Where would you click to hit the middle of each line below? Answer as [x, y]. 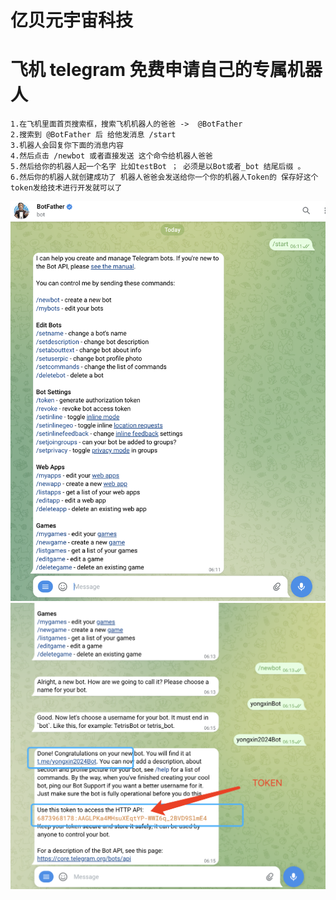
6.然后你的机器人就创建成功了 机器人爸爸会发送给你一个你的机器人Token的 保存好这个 [164, 177]
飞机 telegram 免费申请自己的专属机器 [166, 70]
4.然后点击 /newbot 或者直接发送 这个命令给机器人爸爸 [111, 156]
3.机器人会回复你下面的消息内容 [67, 146]
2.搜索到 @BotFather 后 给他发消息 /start [93, 135]
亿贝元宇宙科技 [72, 20]
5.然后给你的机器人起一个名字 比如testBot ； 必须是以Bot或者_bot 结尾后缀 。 [158, 167]
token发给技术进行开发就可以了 [66, 188]
